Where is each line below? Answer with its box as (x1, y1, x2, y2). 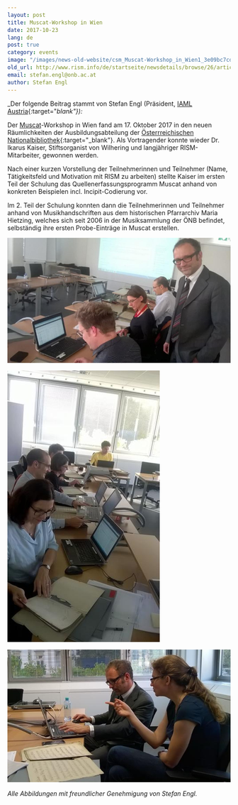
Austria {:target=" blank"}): (7, 106, 83, 115)
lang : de (7, 34, 33, 41)
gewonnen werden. (42, 150, 99, 159)
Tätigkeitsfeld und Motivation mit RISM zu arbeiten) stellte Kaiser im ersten (7, 172, 225, 180)
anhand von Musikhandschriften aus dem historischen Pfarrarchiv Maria (7, 208, 218, 217)
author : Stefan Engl (7, 79, 69, 86)
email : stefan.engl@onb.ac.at (7, 71, 97, 78)
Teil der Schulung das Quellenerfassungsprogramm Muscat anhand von (7, 180, 217, 188)
